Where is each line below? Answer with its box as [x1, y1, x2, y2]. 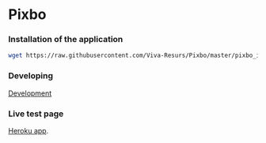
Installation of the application [8, 34, 123, 45]
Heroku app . [8, 126, 49, 135]
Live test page [8, 108, 64, 119]
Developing [8, 70, 54, 81]
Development [8, 88, 52, 98]
